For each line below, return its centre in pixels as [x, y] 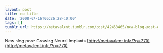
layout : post [18, 9]
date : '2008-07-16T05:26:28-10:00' [41, 18]
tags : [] [14, 23]
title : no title [21, 14]
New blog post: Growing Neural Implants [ [47, 41]
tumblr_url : [17, 27]
